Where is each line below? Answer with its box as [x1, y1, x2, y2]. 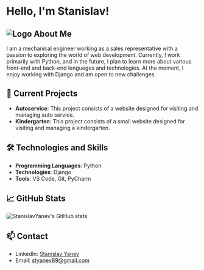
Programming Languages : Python [15, 162, 102, 169]
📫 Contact [6, 231, 49, 241]
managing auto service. [15, 111, 75, 119]
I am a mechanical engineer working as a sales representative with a [6, 45, 178, 52]
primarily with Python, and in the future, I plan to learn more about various [6, 58, 192, 65]
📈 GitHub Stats [6, 194, 66, 204]
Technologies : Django [15, 168, 72, 175]
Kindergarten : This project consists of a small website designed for [15, 117, 185, 125]
